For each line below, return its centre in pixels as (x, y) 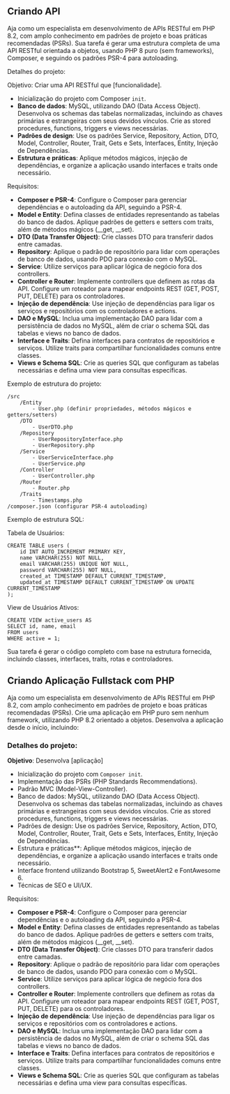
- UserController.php (64, 476)
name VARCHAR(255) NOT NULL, (62, 557)
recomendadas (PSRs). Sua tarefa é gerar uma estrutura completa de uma (114, 43)
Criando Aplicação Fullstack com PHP (91, 681)
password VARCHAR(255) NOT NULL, (68, 570)
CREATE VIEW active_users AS (49, 620)
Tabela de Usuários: (36, 532)
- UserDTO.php (53, 427)
